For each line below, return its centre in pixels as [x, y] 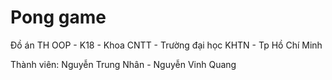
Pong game [58, 17]
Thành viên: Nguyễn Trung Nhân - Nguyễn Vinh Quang [123, 64]
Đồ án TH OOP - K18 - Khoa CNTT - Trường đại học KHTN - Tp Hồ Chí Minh [166, 45]
